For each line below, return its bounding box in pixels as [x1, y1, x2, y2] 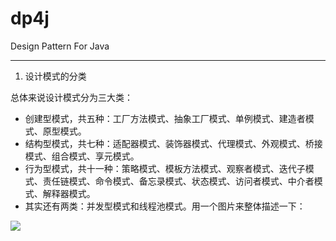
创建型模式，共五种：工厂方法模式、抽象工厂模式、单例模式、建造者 [24, 112, 306, 124]
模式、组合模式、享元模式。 [24, 150, 140, 162]
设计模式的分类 [24, 70, 87, 82]
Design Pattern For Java [10, 40, 110, 52]
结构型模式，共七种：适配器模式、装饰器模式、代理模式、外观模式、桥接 [24, 137, 323, 149]
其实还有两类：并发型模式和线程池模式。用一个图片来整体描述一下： [24, 200, 306, 212]
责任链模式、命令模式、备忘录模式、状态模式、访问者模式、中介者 [42, 175, 315, 187]
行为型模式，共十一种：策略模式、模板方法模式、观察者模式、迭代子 [24, 162, 306, 174]
